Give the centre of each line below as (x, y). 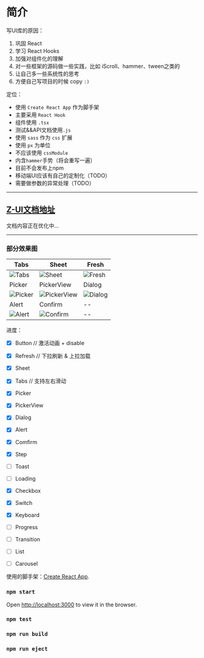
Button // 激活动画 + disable (50, 343)
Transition (28, 540)
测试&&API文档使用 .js (43, 130)
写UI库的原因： (25, 30)
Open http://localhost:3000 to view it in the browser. (72, 605)
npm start (21, 592)
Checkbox (28, 490)
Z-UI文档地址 (31, 210)
